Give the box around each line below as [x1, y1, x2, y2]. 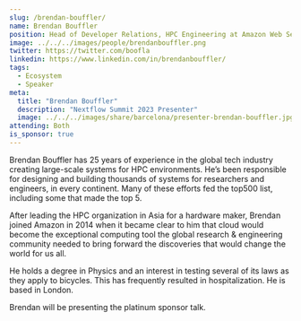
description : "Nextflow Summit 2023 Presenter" [17, 105, 199, 114]
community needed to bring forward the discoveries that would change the [9, 239, 287, 249]
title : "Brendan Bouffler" [17, 96, 118, 106]
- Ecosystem [17, 72, 63, 81]
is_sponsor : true [9, 130, 74, 139]
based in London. [9, 284, 74, 295]
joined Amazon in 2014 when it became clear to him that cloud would [9, 219, 264, 230]
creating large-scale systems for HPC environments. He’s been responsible [9, 163, 287, 175]
